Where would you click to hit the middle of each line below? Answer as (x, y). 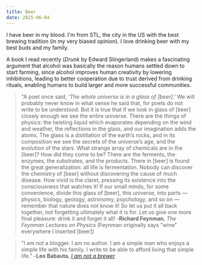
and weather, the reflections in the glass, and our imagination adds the (109, 129)
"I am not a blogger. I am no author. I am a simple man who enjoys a (105, 243)
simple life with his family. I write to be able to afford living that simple (107, 249)
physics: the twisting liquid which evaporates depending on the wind (106, 122)
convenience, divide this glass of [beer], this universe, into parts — (104, 193)
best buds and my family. (38, 47)
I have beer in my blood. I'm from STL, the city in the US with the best (93, 34)
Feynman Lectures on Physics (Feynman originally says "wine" (99, 225)
